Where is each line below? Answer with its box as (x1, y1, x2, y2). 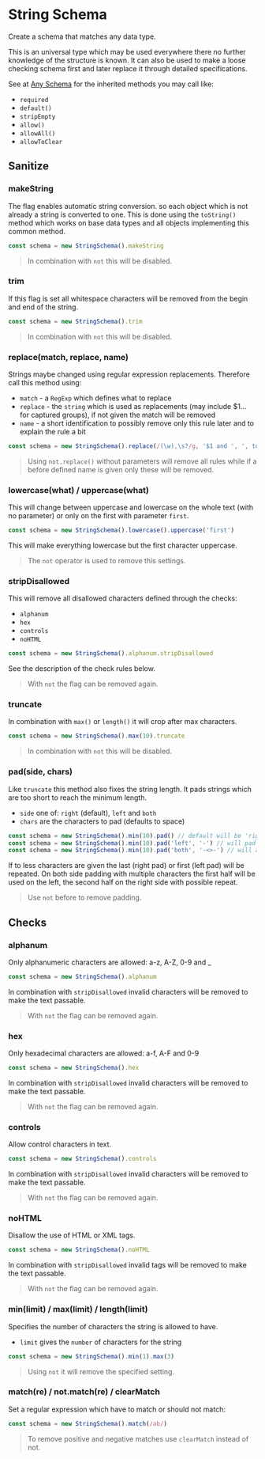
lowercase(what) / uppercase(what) (8, 484, 150, 495)
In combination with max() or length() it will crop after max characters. (8, 717, 237, 726)
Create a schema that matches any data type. (8, 32, 156, 41)
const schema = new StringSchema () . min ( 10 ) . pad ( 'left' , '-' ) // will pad (8, 839, 256, 847)
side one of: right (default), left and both (19, 808, 157, 817)
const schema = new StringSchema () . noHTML (8, 1246, 150, 1254)
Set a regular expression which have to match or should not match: (8, 1404, 226, 1414)
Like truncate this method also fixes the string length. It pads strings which (8, 784, 252, 794)
